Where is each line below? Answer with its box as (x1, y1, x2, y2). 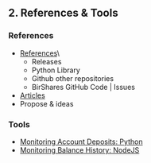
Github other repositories (31, 73, 114, 83)
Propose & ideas (19, 99, 74, 108)
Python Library (31, 65, 81, 75)
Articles (19, 91, 45, 100)
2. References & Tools (8, 6, 118, 20)
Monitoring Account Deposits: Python (19, 137, 143, 146)
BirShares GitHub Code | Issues (31, 82, 135, 91)
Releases (31, 56, 62, 66)
